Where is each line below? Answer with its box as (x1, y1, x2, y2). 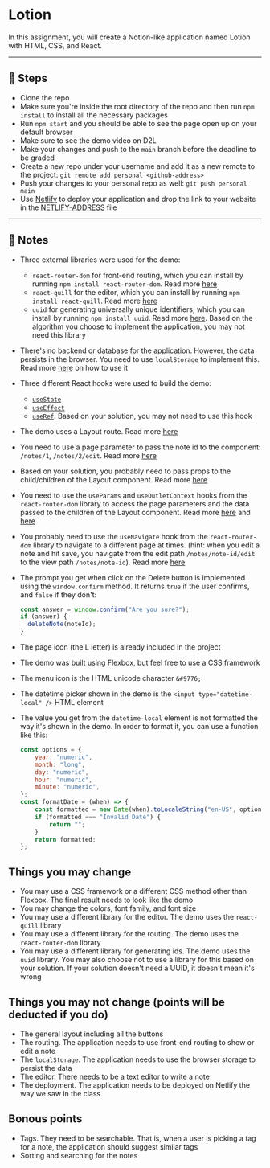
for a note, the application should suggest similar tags (19, 1141, 198, 1151)
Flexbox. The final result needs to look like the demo (19, 895, 194, 905)
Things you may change (8, 865, 132, 879)
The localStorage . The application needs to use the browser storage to (19, 1055, 256, 1064)
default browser (19, 127, 73, 137)
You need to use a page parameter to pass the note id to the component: (19, 442, 261, 452)
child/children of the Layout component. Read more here (19, 474, 208, 484)
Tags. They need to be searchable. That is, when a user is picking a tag (19, 1133, 256, 1143)
